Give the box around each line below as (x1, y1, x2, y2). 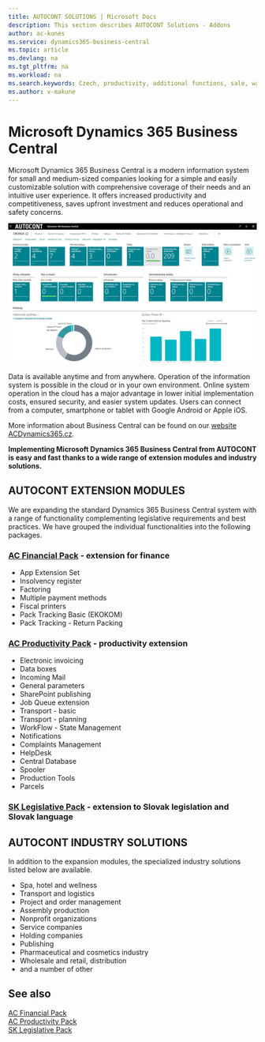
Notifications (19, 732, 62, 741)
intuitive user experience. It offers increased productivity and (8, 190, 207, 201)
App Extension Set (19, 568, 80, 577)
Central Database (19, 757, 77, 766)
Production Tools (19, 773, 76, 783)
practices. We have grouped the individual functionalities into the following (8, 521, 251, 531)
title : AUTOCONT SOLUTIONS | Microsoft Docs (8, 13, 157, 21)
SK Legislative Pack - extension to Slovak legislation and (8, 802, 230, 813)
